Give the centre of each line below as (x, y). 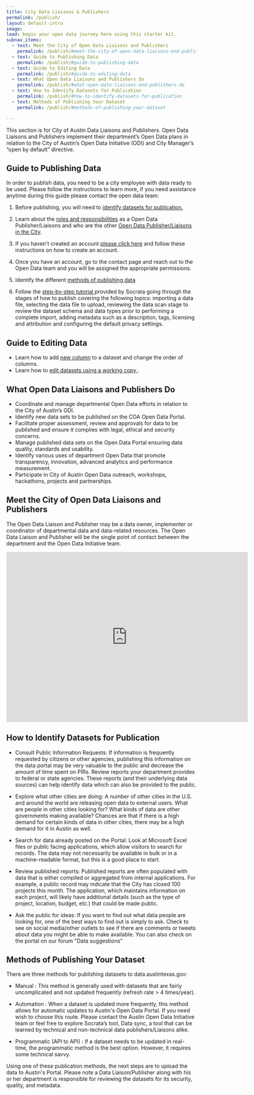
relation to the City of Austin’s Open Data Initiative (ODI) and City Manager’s (100, 143)
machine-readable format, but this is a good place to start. (87, 859)
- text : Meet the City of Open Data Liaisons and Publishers (90, 46)
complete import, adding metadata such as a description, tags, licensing (105, 318)
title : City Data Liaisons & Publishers (58, 12)
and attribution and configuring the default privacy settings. (89, 324)
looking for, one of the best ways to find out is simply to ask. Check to (102, 921)
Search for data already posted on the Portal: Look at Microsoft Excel (101, 840)
